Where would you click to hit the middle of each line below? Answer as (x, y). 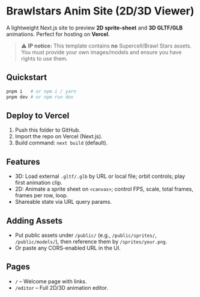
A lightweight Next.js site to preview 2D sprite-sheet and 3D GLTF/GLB (95, 28)
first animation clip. (39, 183)
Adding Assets (35, 221)
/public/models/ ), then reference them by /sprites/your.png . (91, 241)
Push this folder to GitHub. (48, 130)
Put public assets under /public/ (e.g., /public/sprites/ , (86, 235)
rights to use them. (44, 58)
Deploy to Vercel (38, 115)
